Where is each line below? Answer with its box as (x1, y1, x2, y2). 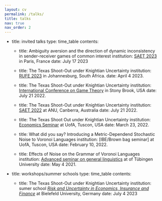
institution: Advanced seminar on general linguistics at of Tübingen (18, 156, 153, 162)
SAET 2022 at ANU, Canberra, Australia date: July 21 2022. (18, 108, 138, 113)
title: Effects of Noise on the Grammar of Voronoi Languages (18, 151, 140, 157)
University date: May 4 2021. (18, 162, 76, 167)
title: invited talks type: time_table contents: (11, 38, 99, 44)
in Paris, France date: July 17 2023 (18, 58, 89, 64)
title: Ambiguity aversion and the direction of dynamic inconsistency (18, 48, 155, 54)
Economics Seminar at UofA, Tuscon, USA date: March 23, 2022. (18, 122, 149, 128)
